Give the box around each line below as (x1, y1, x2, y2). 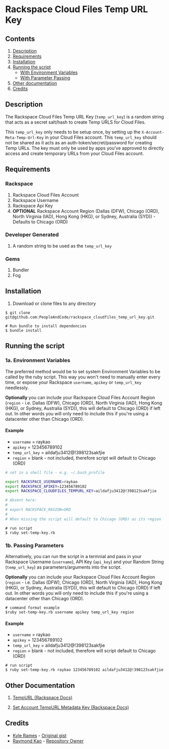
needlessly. (5, 384, 29, 390)
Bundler (12, 267, 29, 273)
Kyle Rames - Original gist (12, 732, 67, 738)
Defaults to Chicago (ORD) (12, 219, 68, 225)
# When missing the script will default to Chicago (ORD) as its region (5, 517, 161, 522)
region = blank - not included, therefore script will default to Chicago (12, 455, 156, 461)
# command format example (5, 605, 60, 610)
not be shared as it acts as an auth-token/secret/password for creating (5, 139, 152, 145)
